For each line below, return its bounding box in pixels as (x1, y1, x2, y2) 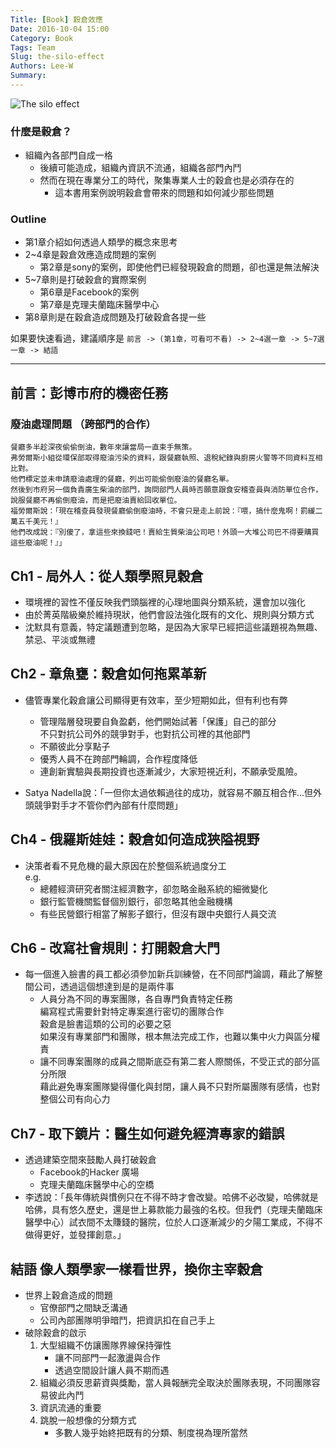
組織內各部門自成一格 (24, 149, 113, 161)
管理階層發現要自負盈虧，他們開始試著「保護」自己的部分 (39, 715, 277, 727)
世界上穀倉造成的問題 (24, 1289, 113, 1301)
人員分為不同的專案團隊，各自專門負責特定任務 (39, 993, 233, 1005)
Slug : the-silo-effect (10, 52, 105, 62)
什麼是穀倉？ (10, 124, 73, 138)
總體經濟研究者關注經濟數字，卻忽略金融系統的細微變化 (39, 882, 268, 895)
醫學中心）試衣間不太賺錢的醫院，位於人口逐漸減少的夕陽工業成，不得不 (24, 1216, 323, 1228)
